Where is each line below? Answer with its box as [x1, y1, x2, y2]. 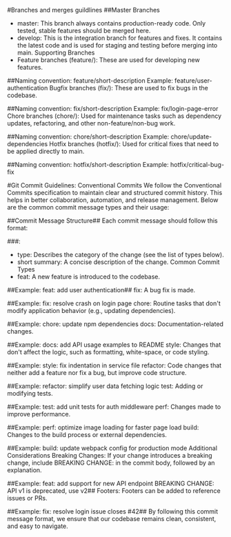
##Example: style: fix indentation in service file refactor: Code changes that [7, 361, 222, 369]
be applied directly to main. [7, 148, 85, 155]
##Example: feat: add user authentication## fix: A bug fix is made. [7, 286, 196, 294]
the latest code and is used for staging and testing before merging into [17, 41, 218, 49]
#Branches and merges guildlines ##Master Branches [7, 6, 160, 14]
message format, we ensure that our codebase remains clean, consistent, [7, 515, 217, 523]
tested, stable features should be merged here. [17, 27, 151, 34]
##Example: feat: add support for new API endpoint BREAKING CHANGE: [7, 479, 215, 487]
